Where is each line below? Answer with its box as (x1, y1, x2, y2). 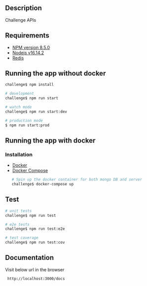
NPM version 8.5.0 (12, 44, 50, 50)
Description (5, 4, 42, 12)
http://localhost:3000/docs (7, 276, 65, 281)
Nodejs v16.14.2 (12, 49, 44, 56)
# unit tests (5, 208, 32, 214)
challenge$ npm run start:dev (5, 109, 68, 114)
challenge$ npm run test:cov (5, 240, 65, 245)
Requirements (5, 32, 49, 40)
